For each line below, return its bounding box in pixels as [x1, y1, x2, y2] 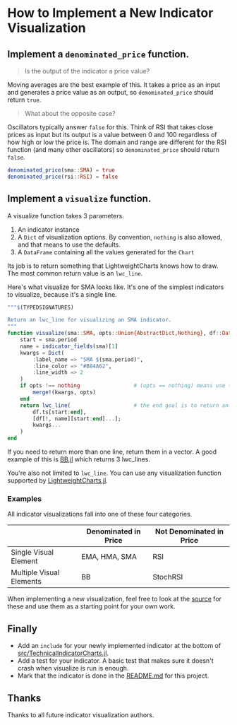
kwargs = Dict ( [20, 349, 65, 356]
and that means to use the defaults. [17, 240, 121, 249]
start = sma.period [20, 336, 78, 343]
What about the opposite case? [24, 110, 116, 117]
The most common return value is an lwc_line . [7, 269, 143, 277]
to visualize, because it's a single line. [7, 290, 118, 298]
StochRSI [152, 572, 183, 582]
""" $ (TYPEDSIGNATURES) [7, 304, 74, 311]
